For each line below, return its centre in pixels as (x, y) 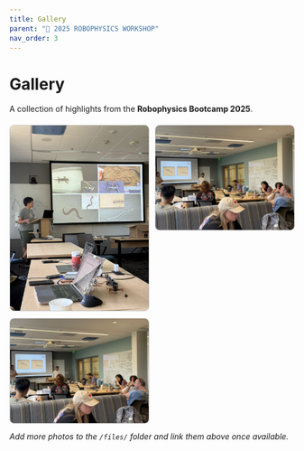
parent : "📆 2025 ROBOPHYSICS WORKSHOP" (84, 28)
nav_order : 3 (34, 38)
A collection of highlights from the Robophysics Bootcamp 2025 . (131, 109)
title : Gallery (38, 19)
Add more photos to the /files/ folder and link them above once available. (149, 436)
